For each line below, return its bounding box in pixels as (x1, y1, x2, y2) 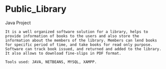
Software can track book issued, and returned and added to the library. (5, 46, 162, 51)
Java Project (5, 20, 31, 26)
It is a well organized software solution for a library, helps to (5, 29, 149, 34)
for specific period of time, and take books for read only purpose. (5, 42, 153, 47)
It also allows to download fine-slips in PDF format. (5, 51, 122, 56)
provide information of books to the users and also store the (5, 34, 140, 38)
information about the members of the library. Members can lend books (5, 38, 157, 43)
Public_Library (5, 3, 67, 15)
